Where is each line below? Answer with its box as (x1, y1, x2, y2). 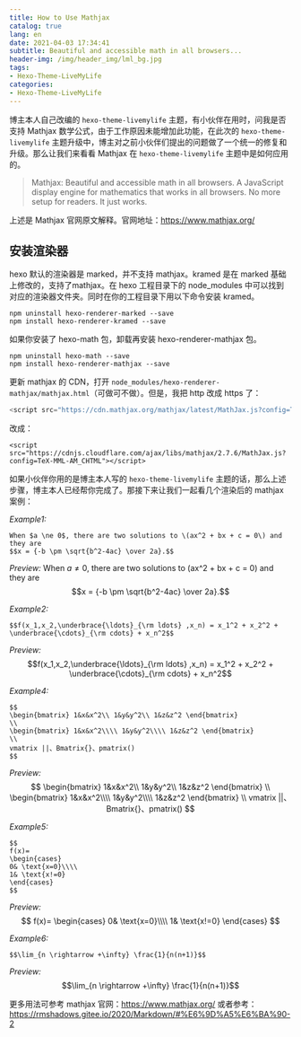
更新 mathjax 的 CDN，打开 (9, 376, 110, 387)
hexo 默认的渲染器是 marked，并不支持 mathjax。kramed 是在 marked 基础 (9, 268, 287, 279)
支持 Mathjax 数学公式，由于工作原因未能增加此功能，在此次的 (9, 125, 240, 136)
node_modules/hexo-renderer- (111, 378, 220, 387)
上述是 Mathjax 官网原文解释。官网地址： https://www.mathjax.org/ (9, 215, 255, 225)
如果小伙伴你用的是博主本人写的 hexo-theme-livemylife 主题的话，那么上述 (9, 473, 287, 485)
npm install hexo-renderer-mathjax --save (9, 360, 170, 369)
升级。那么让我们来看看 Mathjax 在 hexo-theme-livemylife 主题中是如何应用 (9, 147, 289, 158)
